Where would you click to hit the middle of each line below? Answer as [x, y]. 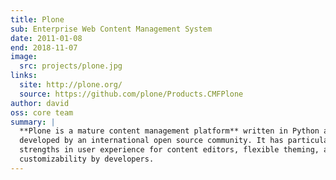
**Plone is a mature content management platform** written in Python [169, 131]
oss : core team [42, 112]
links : [24, 76]
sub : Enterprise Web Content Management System [111, 29]
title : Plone [37, 19]
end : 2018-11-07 [44, 47]
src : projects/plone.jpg [71, 66]
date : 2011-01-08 [46, 38]
